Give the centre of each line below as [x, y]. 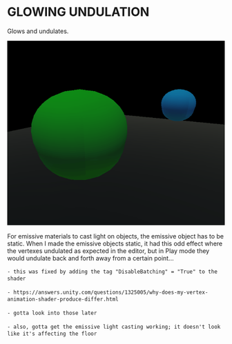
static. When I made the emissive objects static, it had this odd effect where [115, 244]
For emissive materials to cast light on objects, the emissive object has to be [116, 236]
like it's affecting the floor [52, 334]
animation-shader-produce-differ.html [63, 300]
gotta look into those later [55, 313]
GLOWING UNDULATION [78, 12]
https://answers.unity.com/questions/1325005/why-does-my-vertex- [111, 293]
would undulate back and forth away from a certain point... [90, 259]
